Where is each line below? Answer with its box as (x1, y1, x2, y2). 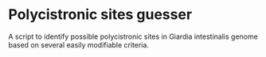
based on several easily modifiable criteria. (8, 40, 150, 49)
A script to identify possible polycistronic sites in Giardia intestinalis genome (8, 32, 259, 41)
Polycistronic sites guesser (8, 6, 193, 24)
